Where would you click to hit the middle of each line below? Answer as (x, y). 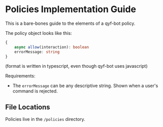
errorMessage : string (37, 52)
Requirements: (20, 76)
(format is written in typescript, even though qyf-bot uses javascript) (76, 66)
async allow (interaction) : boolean (52, 47)
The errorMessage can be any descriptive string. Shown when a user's (85, 86)
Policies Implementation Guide (71, 9)
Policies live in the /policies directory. (45, 119)
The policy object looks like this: (39, 33)
